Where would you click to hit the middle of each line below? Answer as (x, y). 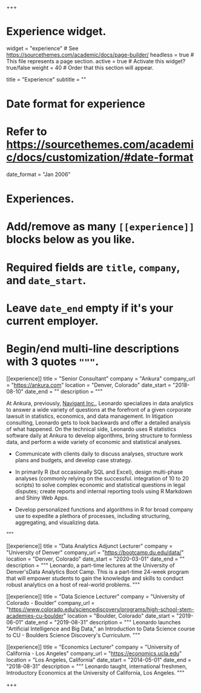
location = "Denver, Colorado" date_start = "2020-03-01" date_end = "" (96, 559)
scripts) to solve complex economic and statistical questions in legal (100, 485)
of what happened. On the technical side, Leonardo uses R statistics (91, 429)
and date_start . (46, 280)
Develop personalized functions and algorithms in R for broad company (104, 509)
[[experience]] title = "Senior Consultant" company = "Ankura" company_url (101, 378)
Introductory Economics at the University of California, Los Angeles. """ (95, 672)
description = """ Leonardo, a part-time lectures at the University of (91, 565)
